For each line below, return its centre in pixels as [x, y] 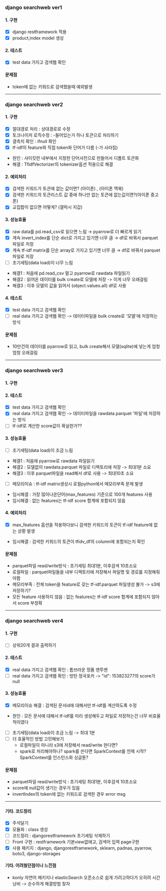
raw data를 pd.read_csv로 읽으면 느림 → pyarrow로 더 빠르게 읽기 [77, 231]
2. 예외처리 [16, 176]
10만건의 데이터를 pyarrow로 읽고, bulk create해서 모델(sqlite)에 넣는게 [82, 346]
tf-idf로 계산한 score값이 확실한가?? [47, 426]
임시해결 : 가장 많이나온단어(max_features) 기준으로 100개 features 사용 [82, 494]
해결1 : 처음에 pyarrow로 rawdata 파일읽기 [53, 461]
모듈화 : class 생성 [30, 829]
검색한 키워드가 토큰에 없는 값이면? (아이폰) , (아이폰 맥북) [68, 189]
